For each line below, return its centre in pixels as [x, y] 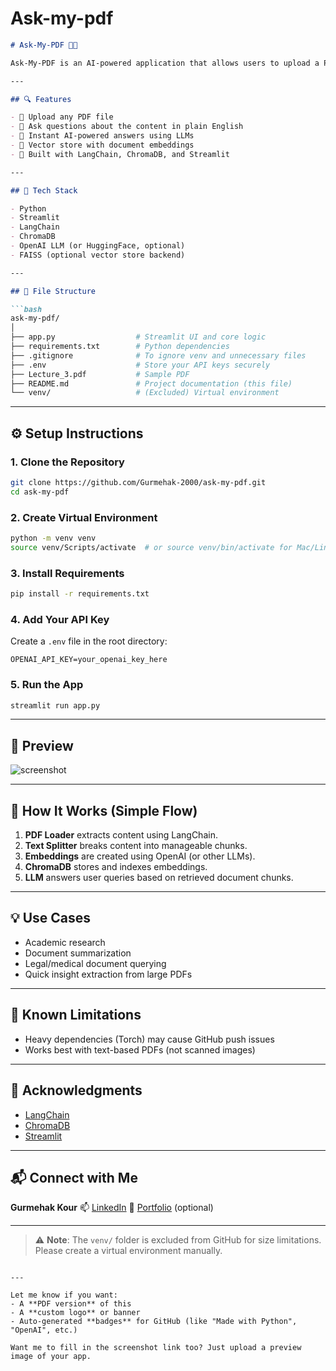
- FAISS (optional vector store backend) [98, 255]
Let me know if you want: [64, 1295]
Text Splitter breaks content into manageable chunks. [136, 846]
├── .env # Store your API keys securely [140, 365]
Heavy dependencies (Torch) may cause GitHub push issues [149, 1039]
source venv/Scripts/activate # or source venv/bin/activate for [151, 547]
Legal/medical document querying [95, 963]
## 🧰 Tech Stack [44, 190]
